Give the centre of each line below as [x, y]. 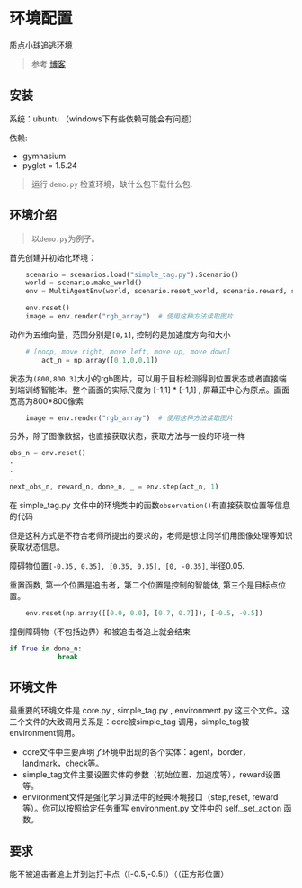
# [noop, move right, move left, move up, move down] [128, 352]
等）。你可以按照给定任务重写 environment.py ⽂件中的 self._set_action [152, 808]
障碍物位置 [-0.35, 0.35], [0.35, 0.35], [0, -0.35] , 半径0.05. [127, 565]
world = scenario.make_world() [84, 283]
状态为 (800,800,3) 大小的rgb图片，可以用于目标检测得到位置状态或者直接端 [148, 378]
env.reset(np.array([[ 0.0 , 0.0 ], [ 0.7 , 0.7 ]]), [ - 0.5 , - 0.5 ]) [144, 613]
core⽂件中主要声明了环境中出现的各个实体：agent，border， [136, 752]
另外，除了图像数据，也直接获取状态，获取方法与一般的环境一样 [127, 436]
